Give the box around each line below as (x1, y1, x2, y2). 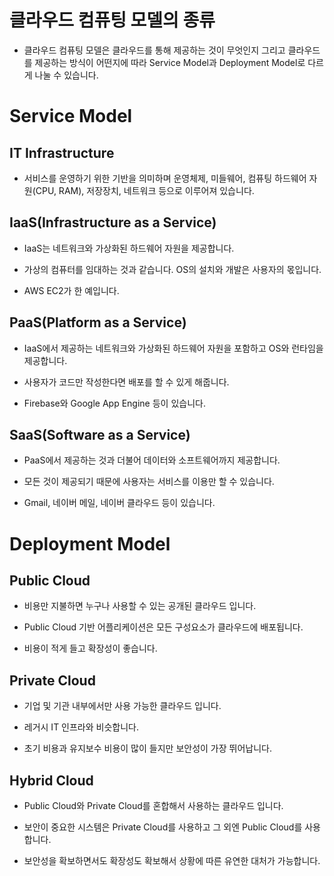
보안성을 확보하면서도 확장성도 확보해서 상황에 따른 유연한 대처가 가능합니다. (23, 855, 321, 866)
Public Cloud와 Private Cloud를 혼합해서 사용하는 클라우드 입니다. (23, 800, 284, 811)
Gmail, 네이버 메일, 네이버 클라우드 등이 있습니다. (23, 497, 216, 509)
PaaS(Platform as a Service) (9, 314, 187, 331)
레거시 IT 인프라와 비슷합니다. (23, 721, 139, 733)
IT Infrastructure (9, 144, 115, 161)
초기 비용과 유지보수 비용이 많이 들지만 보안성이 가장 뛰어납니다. (23, 742, 272, 755)
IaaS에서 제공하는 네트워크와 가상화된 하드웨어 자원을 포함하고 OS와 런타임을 (23, 342, 324, 354)
